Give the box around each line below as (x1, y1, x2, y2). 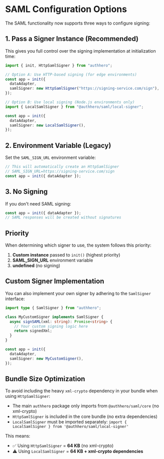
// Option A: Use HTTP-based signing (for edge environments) (5, 72, 137, 77)
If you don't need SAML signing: (5, 200, 71, 206)
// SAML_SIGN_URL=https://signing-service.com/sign (5, 169, 115, 174)
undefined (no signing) (12, 263, 61, 269)
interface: (5, 296, 25, 302)
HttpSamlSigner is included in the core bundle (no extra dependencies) (12, 413, 158, 419)
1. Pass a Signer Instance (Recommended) (5, 35, 139, 43)
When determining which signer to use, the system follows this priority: (5, 242, 152, 249)
